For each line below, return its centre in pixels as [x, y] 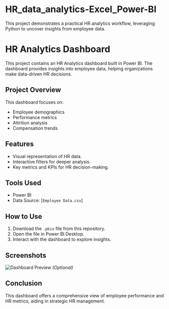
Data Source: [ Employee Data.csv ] [48, 201]
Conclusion [24, 283]
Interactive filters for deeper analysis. [52, 162]
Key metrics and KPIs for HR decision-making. [61, 167]
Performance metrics [35, 117]
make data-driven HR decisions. [39, 74]
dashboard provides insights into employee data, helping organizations [79, 68]
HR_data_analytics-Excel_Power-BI [81, 9]
